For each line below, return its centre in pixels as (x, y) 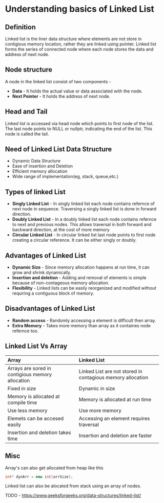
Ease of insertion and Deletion (42, 166)
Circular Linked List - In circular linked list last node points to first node (84, 235)
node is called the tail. (27, 134)
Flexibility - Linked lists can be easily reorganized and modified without (84, 288)
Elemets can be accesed (36, 418)
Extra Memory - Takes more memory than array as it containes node (81, 325)
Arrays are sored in (29, 368)
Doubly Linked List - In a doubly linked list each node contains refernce (84, 219)
